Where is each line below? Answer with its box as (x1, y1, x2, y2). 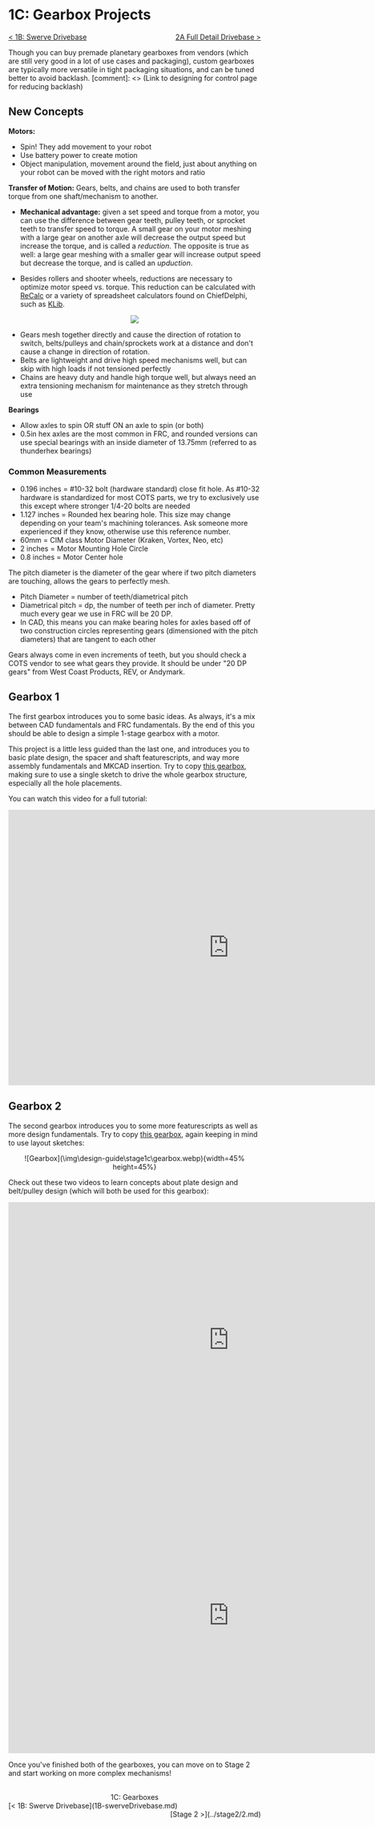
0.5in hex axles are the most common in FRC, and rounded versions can (19, 429, 258, 439)
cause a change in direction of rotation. (19, 346, 150, 356)
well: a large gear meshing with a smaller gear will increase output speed (19, 249, 261, 259)
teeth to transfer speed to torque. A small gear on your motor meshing (19, 224, 252, 233)
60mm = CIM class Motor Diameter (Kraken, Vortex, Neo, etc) (19, 536, 224, 545)
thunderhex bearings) (19, 446, 92, 455)
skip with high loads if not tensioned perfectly (19, 363, 171, 374)
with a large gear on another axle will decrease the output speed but (19, 232, 246, 242)
